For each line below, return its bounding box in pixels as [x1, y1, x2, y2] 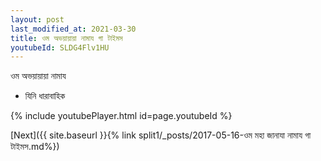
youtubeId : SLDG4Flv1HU [10, 42, 110, 53]
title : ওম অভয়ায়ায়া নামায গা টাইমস [10, 33, 123, 43]
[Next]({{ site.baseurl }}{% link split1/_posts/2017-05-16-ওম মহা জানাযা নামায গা [10, 129, 312, 141]
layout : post [10, 14, 65, 25]
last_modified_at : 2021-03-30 [10, 24, 137, 34]
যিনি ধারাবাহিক [24, 90, 66, 102]
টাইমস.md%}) [10, 141, 60, 153]
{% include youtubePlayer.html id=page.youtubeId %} [10, 110, 233, 122]
